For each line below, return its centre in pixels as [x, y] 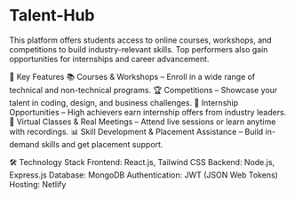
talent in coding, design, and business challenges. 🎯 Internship [124, 102]
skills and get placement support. [102, 144]
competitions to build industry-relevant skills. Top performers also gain [139, 49]
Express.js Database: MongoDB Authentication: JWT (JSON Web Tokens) [144, 175]
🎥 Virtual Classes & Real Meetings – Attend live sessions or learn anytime [143, 122]
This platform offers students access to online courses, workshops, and [141, 40]
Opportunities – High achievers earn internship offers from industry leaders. [148, 112]
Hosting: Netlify [38, 184]
